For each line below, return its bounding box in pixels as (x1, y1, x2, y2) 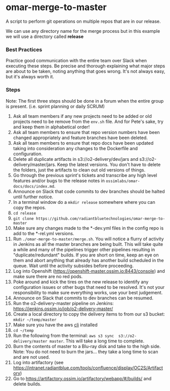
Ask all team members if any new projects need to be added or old (13, 113, 152, 119)
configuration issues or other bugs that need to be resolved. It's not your (13, 284, 165, 290)
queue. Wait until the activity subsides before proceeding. (13, 263, 134, 269)
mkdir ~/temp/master (13, 317, 57, 322)
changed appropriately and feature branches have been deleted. (13, 135, 148, 141)
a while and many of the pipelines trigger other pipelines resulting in (13, 246, 155, 252)
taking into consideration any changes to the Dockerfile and (13, 145, 138, 151)
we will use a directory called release (6, 33, 84, 39)
